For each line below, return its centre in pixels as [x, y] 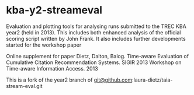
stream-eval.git [24, 86]
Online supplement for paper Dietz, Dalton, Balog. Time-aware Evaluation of [97, 56]
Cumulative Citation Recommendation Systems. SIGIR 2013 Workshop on [94, 62]
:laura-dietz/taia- [152, 80]
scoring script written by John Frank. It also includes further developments [96, 38]
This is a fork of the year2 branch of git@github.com [69, 80]
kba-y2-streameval [54, 10]
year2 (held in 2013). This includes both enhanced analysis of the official [93, 32]
